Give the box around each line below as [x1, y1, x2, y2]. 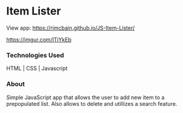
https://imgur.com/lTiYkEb [6, 36, 72, 43]
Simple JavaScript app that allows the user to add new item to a [6, 94, 165, 101]
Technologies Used [6, 51, 65, 59]
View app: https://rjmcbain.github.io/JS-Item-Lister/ [6, 24, 135, 31]
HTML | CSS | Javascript [6, 65, 68, 72]
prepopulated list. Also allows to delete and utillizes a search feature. [6, 100, 178, 107]
